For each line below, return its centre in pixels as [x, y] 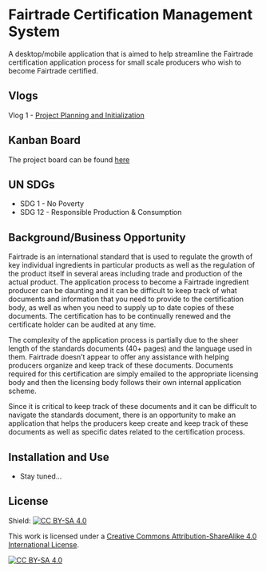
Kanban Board [45, 140]
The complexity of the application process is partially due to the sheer [123, 340]
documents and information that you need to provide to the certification [126, 299]
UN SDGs [32, 184]
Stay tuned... [41, 476]
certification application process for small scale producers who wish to [125, 62]
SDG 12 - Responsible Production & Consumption [101, 213]
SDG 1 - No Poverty [52, 204]
